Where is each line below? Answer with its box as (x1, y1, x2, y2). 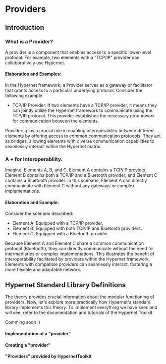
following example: (5, 93, 44, 99)
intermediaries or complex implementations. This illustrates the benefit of (5, 251, 155, 257)
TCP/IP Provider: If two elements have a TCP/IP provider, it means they (12, 103, 157, 108)
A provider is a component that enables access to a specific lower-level (5, 49, 151, 55)
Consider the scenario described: (5, 210, 73, 216)
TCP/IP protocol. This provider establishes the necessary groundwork (12, 113, 155, 119)
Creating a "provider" (5, 342, 51, 348)
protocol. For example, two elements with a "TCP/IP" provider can (5, 54, 140, 60)
